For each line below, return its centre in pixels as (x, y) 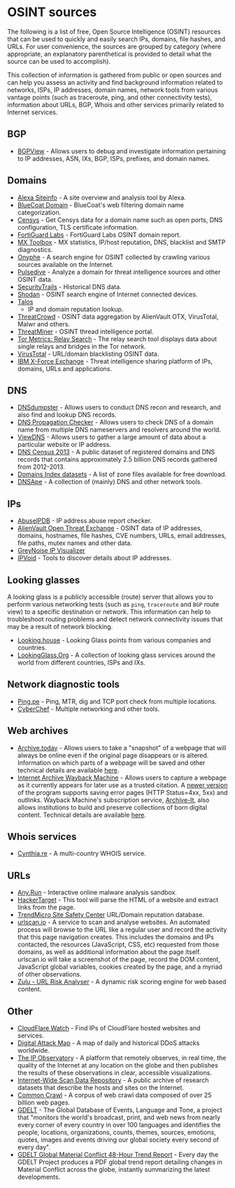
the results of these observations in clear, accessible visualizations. (114, 1073)
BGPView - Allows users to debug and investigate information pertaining (121, 151)
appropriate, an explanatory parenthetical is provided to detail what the (109, 54)
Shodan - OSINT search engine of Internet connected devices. (107, 294)
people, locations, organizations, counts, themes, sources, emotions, (116, 1133)
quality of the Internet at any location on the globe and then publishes (117, 1065)
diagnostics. (35, 249)
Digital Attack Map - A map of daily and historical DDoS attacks (108, 1043)
